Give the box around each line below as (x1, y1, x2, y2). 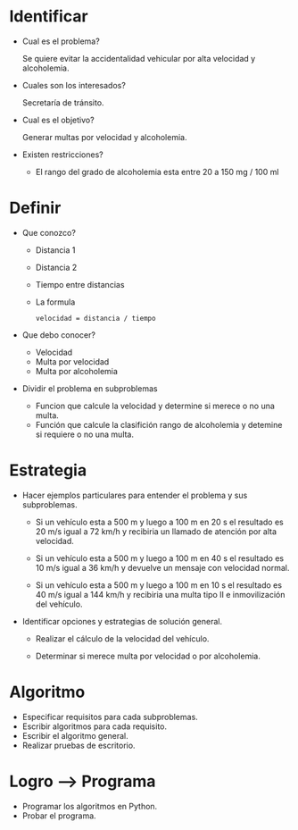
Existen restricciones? (21, 149, 104, 160)
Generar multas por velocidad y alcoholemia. (21, 131, 187, 142)
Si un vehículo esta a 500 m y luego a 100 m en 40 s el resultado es (35, 552, 285, 564)
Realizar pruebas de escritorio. (21, 740, 136, 750)
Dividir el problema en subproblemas (21, 382, 158, 394)
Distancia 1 (35, 244, 76, 256)
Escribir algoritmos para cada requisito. (21, 721, 168, 732)
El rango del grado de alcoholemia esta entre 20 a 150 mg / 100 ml (35, 166, 279, 177)
